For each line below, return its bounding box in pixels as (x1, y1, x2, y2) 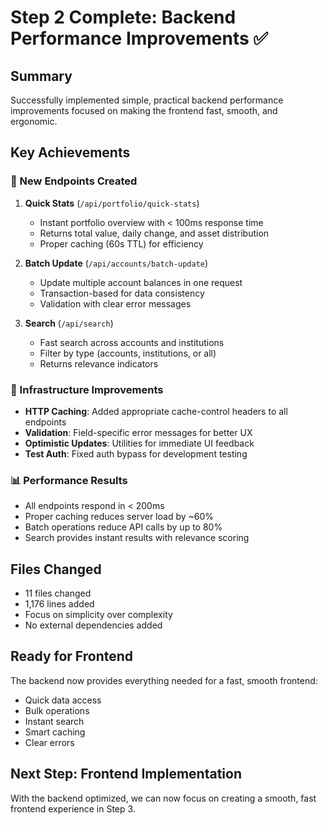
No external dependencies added (24, 619, 163, 631)
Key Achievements (10, 144, 131, 161)
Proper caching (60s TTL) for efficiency (39, 237, 204, 250)
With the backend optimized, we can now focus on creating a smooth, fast (10, 792, 317, 804)
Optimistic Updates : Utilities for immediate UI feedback (24, 437, 255, 449)
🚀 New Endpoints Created (10, 174, 138, 188)
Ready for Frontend (10, 648, 134, 665)
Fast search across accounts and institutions (39, 336, 225, 348)
